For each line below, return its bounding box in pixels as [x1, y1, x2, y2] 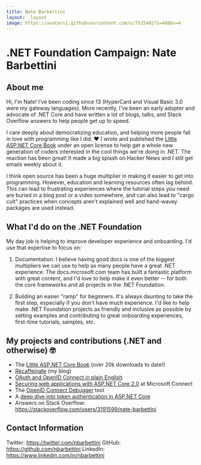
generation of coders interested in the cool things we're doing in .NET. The [6, 148, 191, 155]
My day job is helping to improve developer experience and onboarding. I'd [6, 238, 192, 245]
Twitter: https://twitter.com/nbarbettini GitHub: [6, 439, 121, 446]
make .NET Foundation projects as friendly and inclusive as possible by [14, 305, 191, 313]
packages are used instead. [6, 205, 75, 212]
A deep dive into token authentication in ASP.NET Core [14, 393, 151, 400]
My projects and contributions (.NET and [6, 335, 162, 346]
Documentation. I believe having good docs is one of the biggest [14, 256, 175, 263]
